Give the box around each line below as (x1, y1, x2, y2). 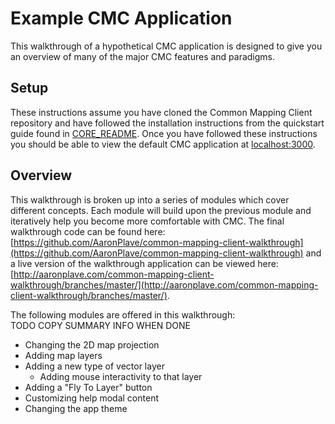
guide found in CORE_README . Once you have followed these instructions (10, 127, 318, 139)
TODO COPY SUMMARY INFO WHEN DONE (10, 319, 191, 331)
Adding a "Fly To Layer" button (24, 381, 153, 393)
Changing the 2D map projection (24, 338, 160, 351)
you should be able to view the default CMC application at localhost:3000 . (10, 138, 316, 150)
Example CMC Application (10, 7, 233, 30)
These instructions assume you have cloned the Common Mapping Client (10, 106, 313, 118)
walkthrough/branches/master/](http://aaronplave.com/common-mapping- (10, 278, 319, 291)
